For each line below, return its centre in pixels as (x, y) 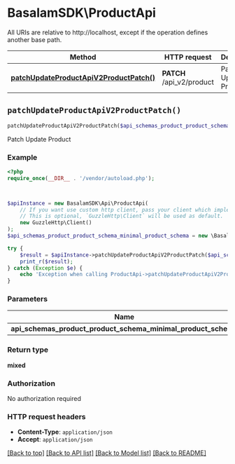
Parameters (27, 299)
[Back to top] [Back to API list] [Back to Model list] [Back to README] (107, 453)
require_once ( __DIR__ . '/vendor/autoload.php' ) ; (81, 178)
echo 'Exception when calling (64, 275)
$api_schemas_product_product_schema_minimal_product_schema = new (108, 236)
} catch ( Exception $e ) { (45, 268)
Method (83, 57)
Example (22, 157)
